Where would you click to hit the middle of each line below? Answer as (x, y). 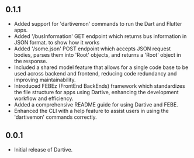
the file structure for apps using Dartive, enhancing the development (96, 92)
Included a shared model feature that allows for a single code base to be (101, 67)
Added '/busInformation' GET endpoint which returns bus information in (100, 36)
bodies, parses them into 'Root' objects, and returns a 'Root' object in (98, 54)
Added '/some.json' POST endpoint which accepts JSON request (92, 49)
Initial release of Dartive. (43, 149)
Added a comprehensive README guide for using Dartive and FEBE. (96, 104)
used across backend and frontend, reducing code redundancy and (95, 73)
